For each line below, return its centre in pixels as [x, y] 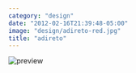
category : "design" [41, 16]
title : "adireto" [38, 38]
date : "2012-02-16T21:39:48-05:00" [68, 23]
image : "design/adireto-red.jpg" [65, 30]
